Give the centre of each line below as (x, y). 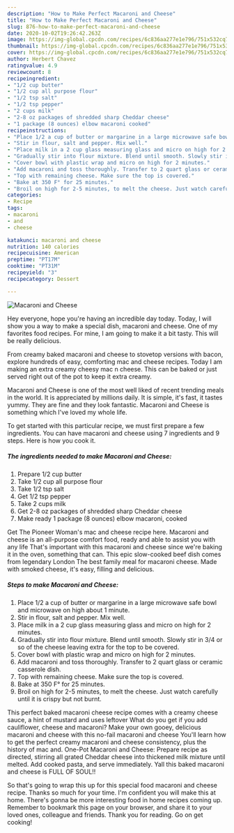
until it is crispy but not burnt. (60, 698)
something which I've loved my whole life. (67, 412)
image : (17, 40)
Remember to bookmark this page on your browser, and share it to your (110, 807)
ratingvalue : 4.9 (32, 66)
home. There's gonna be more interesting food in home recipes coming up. (115, 800)
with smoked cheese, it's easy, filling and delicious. (81, 569)
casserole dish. (39, 669)
